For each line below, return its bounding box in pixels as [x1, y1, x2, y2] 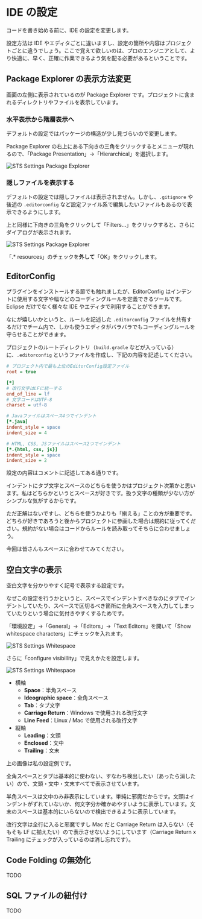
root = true [6, 369, 36, 375]
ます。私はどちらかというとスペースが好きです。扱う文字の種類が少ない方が [6, 490, 195, 497]
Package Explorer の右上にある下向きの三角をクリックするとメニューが [6, 143, 184, 150]
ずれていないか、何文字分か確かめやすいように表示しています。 [32, 800, 191, 808]
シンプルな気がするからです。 [6, 497, 80, 504]
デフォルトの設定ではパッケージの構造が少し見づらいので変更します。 [6, 130, 180, 137]
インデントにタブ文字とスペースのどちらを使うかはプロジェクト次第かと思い [6, 482, 196, 489]
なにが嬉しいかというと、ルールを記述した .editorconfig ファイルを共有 [6, 316, 187, 323]
